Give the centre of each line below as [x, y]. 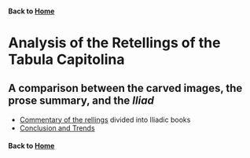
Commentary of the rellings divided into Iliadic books [105, 119]
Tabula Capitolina [66, 59]
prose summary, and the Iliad [81, 101]
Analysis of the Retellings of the [114, 42]
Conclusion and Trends [57, 128]
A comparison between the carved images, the [125, 88]
